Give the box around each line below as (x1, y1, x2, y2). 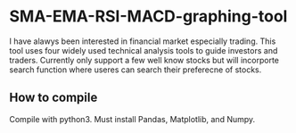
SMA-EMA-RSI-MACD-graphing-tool (9, 6, 288, 27)
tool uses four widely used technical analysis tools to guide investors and (9, 45, 278, 55)
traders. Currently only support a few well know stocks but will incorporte (9, 54, 279, 65)
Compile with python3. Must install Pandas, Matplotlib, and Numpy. (9, 113, 256, 124)
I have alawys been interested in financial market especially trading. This (9, 36, 276, 46)
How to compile (9, 90, 98, 105)
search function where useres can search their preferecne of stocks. (9, 64, 262, 75)
